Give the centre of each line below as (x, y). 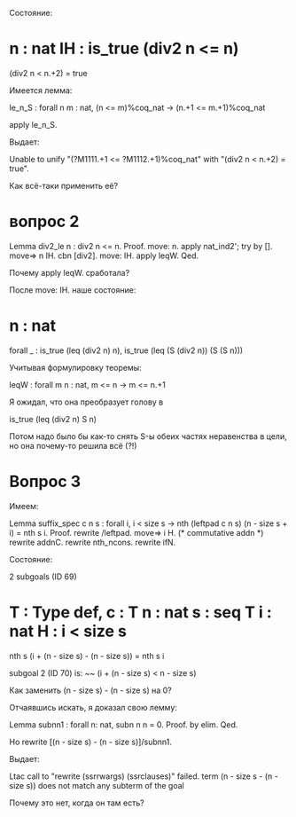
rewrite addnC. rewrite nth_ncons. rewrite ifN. (93, 542)
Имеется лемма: (41, 90)
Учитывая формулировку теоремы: (75, 367)
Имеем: (24, 506)
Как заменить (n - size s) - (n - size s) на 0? (90, 690)
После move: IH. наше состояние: (73, 290)
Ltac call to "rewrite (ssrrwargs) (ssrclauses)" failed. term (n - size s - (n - (144, 776)
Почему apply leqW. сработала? (70, 272)
